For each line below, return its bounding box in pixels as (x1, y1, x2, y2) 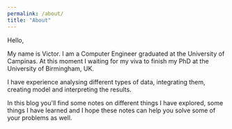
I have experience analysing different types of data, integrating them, (7, 77, 206, 86)
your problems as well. (7, 113, 72, 122)
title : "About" (7, 17, 52, 24)
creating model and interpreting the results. (7, 85, 132, 93)
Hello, (7, 36, 24, 44)
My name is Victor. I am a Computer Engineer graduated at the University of (7, 50, 225, 58)
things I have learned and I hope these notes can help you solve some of (7, 106, 216, 114)
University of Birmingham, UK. (7, 64, 94, 73)
